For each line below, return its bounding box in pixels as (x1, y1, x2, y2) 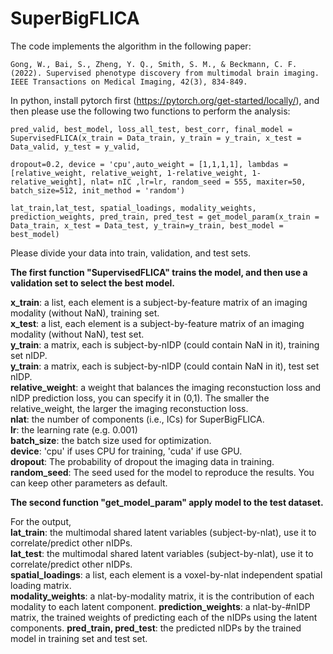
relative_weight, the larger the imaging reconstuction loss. (10, 402, 249, 414)
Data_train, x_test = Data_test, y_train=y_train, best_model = (10, 220, 284, 231)
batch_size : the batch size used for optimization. (10, 434, 212, 446)
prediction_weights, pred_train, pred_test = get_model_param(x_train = (10, 212, 320, 222)
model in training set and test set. (10, 632, 148, 644)
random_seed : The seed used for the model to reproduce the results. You (10, 466, 315, 478)
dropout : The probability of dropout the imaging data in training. (10, 455, 275, 467)
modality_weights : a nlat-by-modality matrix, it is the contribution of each (10, 590, 315, 602)
